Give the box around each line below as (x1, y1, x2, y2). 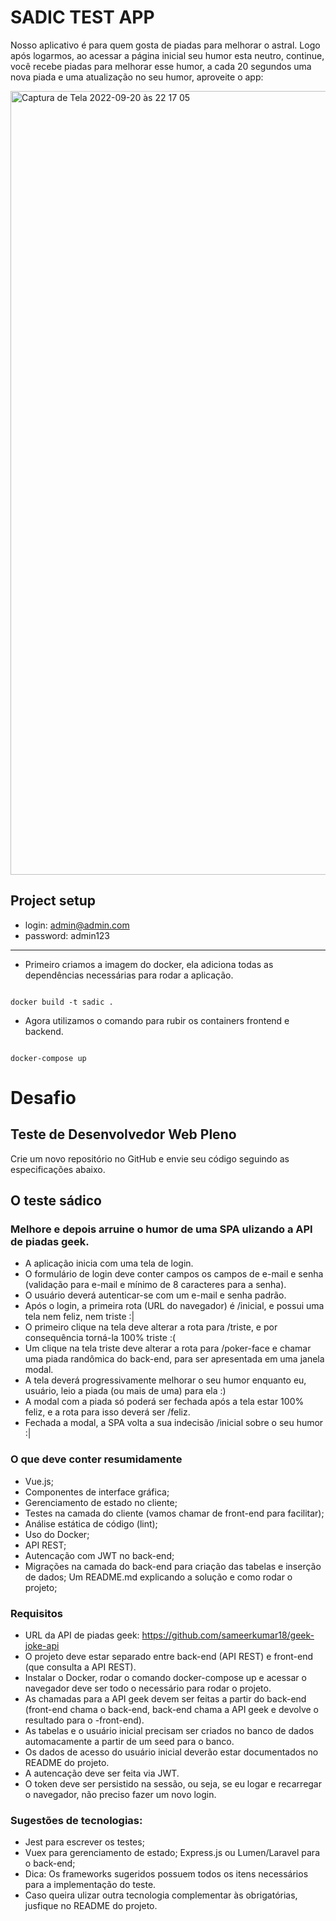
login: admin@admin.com (24, 919, 130, 931)
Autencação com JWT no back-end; (24, 1549, 175, 1561)
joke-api (24, 1640, 60, 1652)
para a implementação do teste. (24, 1879, 157, 1891)
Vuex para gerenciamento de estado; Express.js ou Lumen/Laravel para (24, 1847, 321, 1859)
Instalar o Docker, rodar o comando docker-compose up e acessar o (24, 1672, 307, 1684)
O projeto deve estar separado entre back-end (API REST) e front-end (24, 1651, 314, 1663)
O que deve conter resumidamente (10, 1452, 183, 1466)
